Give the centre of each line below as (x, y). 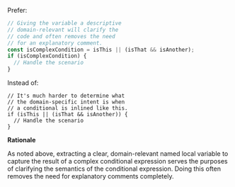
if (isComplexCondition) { (47, 56)
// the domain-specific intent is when (66, 102)
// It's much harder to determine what (66, 96)
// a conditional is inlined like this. (68, 108)
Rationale (22, 140)
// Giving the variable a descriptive (64, 23)
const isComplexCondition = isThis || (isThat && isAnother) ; (101, 50)
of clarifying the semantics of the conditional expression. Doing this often (114, 169)
